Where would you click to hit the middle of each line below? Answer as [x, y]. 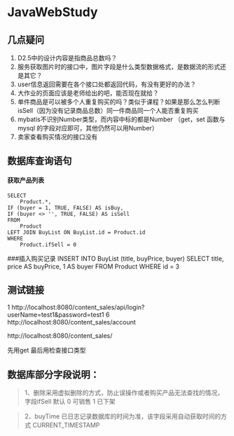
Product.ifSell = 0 [48, 245]
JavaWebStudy [53, 12]
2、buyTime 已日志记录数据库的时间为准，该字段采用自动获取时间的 [123, 416]
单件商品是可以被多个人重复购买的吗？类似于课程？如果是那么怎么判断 [119, 102]
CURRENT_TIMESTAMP [66, 425]
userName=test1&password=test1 [56, 315]
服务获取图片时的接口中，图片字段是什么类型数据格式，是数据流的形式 [119, 67]
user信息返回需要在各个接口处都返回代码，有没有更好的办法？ [106, 84]
